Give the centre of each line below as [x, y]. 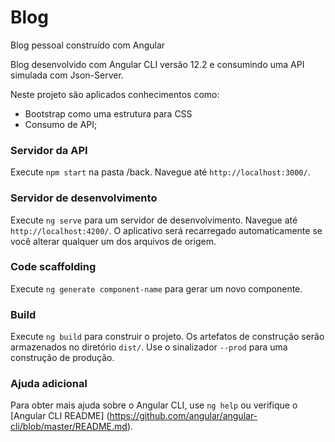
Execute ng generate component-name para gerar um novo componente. [156, 288]
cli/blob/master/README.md [69, 427]
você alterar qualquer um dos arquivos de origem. [113, 241]
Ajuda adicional [49, 384]
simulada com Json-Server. [67, 75]
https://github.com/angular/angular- [183, 416]
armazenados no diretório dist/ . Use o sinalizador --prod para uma [149, 347]
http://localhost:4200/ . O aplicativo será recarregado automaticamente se [166, 230]
